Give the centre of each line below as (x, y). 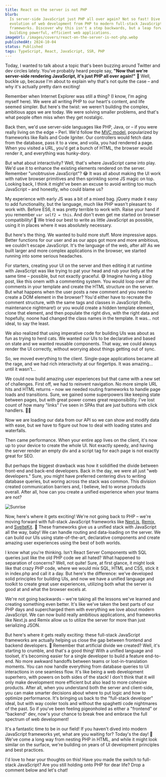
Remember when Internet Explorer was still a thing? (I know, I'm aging (76, 96)
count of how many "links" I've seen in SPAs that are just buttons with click (81, 405)
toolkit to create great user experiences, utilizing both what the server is (78, 584)
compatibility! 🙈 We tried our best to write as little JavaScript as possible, (80, 220)
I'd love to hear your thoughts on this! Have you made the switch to (73, 759)
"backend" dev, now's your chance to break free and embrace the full (76, 714)
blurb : (12, 14)
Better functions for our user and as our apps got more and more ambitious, (82, 240)
